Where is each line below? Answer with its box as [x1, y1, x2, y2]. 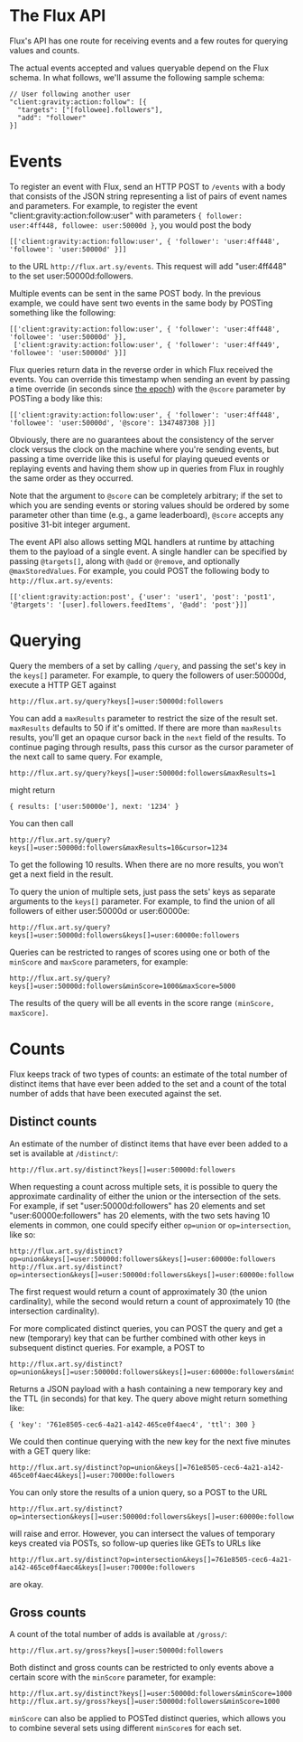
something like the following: [9, 306, 116, 317]
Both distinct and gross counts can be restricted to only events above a [9, 1662, 275, 1673]
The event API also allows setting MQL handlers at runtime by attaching [9, 536, 275, 547]
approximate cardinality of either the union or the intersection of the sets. [9, 1191, 281, 1201]
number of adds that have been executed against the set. [9, 1088, 223, 1098]
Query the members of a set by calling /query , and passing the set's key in [9, 660, 287, 671]
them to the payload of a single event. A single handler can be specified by [9, 546, 288, 557]
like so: [9, 1229, 36, 1239]
